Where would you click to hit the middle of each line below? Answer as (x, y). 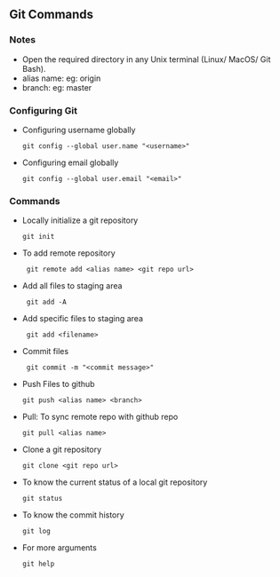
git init (38, 237)
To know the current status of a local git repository (115, 482)
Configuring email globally (70, 162)
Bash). (34, 68)
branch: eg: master (57, 87)
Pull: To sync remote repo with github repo (100, 417)
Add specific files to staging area (83, 319)
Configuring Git (44, 110)
